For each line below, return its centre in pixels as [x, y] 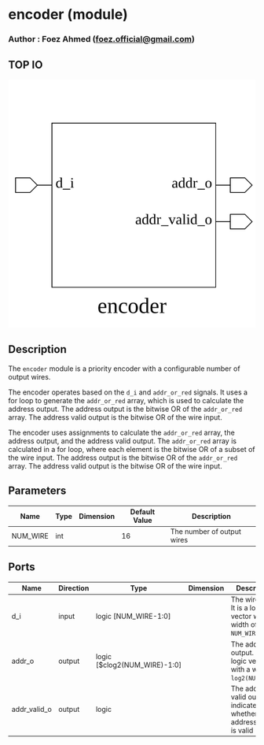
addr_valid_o [32, 710]
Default [143, 512]
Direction [74, 588]
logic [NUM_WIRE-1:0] [133, 617]
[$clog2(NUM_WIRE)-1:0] [139, 665]
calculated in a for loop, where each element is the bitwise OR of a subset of [132, 449]
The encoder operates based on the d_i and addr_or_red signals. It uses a [128, 392]
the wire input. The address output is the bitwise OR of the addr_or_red [123, 458]
